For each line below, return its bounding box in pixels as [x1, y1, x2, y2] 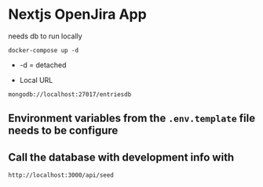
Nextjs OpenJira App [8, 5, 147, 23]
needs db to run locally [8, 31, 82, 41]
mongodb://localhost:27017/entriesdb [8, 90, 132, 99]
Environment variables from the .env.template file [8, 112, 256, 125]
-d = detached [19, 60, 67, 70]
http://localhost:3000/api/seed [8, 171, 114, 179]
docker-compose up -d [8, 46, 79, 54]
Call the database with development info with [8, 150, 235, 164]
